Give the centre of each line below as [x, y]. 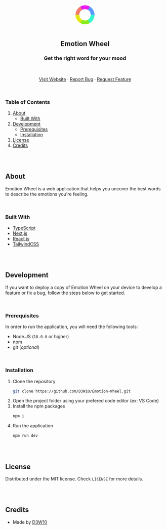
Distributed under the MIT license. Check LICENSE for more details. [74, 479]
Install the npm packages [39, 406]
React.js [21, 239]
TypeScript [24, 228]
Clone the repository [34, 381]
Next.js [20, 233]
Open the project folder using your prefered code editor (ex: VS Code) [86, 401]
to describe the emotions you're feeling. [47, 194]
